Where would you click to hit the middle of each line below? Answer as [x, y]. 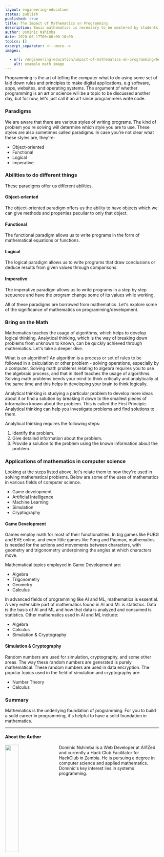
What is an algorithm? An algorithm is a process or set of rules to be [73, 358]
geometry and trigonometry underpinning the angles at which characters [78, 550]
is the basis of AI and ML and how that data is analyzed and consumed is [78, 610]
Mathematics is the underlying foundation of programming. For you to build [81, 710]
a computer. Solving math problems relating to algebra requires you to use [80, 368]
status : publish [21, 14]
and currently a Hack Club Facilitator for [99, 753]
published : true [21, 19]
